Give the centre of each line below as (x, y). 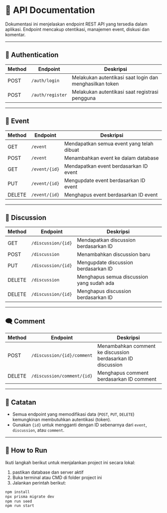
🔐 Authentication (32, 55)
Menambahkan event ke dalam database (112, 158)
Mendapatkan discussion (106, 240)
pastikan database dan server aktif (48, 472)
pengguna (84, 98)
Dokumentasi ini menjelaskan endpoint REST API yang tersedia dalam (76, 24)
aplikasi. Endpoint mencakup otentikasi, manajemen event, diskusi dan (78, 29)
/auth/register (49, 95)
